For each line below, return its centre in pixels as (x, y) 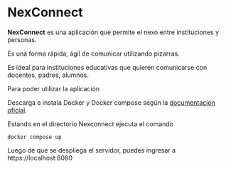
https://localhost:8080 (40, 158)
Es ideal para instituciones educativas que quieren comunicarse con (107, 67)
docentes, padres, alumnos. (48, 75)
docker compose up (34, 137)
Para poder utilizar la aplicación (54, 88)
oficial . (17, 110)
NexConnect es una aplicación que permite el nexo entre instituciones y (113, 32)
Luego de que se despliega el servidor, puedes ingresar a (92, 150)
